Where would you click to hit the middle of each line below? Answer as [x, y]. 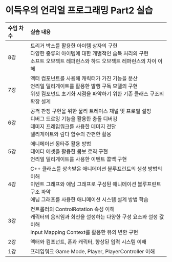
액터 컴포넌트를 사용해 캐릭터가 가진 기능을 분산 [84, 78]
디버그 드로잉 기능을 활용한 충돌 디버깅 [74, 118]
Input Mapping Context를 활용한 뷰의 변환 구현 [84, 232]
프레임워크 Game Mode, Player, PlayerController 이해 [93, 251]
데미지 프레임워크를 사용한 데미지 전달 [73, 126]
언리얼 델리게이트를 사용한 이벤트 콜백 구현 [79, 159]
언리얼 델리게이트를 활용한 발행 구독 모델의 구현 [84, 86]
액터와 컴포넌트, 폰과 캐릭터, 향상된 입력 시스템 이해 [89, 241]
